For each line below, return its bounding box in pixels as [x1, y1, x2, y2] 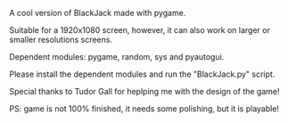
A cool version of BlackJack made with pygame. [9, 8, 186, 18]
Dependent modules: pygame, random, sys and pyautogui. [9, 52, 225, 61]
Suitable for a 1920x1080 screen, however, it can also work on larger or [9, 25, 270, 35]
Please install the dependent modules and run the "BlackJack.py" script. [9, 69, 276, 79]
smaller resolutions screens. [9, 35, 113, 45]
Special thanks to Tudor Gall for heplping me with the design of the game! [9, 86, 280, 96]
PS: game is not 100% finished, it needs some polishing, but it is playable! [9, 103, 279, 114]
